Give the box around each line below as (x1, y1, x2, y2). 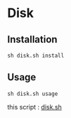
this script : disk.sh (7, 102, 62, 111)
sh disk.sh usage (7, 90, 58, 97)
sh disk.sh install (7, 52, 65, 59)
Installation (7, 33, 58, 45)
